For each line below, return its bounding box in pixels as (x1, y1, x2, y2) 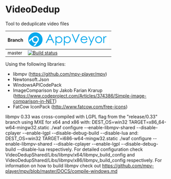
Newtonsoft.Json (12, 76, 49, 83)
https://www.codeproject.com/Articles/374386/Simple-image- (14, 93, 147, 99)
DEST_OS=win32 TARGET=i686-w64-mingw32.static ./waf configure (5, 135, 152, 142)
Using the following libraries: (5, 61, 66, 67)
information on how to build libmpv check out (5, 163, 101, 169)
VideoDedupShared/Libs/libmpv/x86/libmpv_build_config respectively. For (5, 157, 162, 164)
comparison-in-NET (12, 98, 55, 105)
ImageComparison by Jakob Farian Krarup (12, 87, 103, 93)
